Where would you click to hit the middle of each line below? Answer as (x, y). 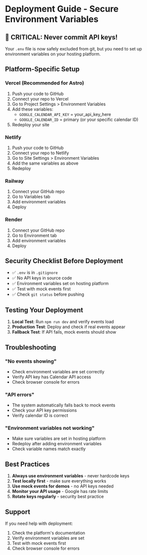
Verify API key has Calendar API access (51, 377)
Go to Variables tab (31, 197)
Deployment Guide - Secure (62, 9)
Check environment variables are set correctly (58, 371)
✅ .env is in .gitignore (35, 272)
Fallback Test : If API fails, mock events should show (64, 332)
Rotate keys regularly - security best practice (58, 497)
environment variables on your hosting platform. (53, 54)
